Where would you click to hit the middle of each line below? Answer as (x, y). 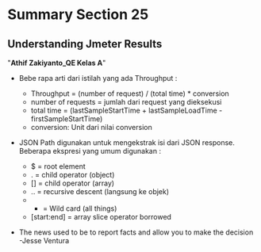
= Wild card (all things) (80, 208)
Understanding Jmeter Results (85, 44)
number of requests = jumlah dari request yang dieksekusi (126, 102)
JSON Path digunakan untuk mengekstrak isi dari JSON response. (127, 143)
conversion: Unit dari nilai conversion (91, 127)
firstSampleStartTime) (67, 119)
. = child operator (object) (73, 175)
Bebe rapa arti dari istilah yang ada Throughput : (98, 78)
